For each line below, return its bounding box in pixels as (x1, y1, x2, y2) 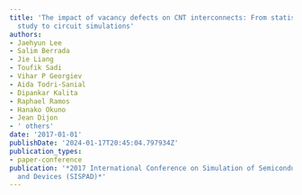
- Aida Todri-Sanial (9, 80, 87, 89)
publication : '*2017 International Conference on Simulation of (9, 164, 255, 173)
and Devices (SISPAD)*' (17, 172, 106, 181)
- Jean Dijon (9, 113, 58, 122)
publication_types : (9, 146, 83, 155)
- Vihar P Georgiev (9, 72, 83, 81)
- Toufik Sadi (9, 64, 63, 73)
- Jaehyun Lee (9, 38, 63, 48)
